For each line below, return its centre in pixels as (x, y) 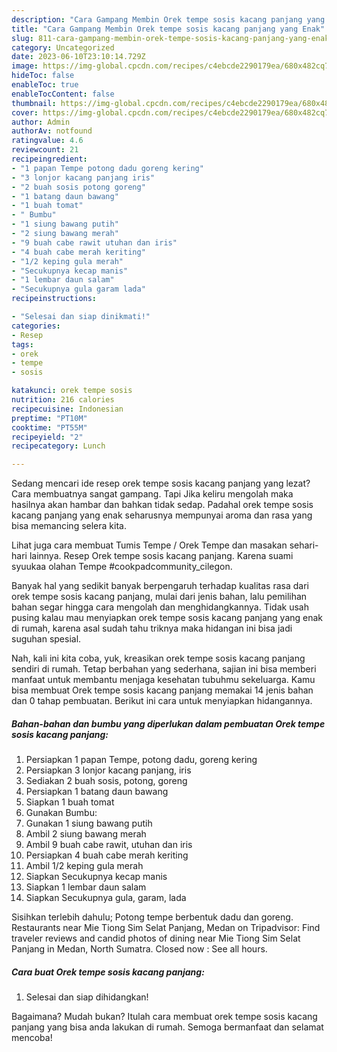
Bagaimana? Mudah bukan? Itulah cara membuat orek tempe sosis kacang (164, 1017)
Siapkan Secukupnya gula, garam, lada (106, 898)
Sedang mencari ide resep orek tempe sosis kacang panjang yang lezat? (161, 483)
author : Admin (41, 122)
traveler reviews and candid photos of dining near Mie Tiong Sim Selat (156, 938)
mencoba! (32, 1038)
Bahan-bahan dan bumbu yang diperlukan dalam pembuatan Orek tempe (168, 723)
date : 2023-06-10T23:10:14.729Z (78, 57)
